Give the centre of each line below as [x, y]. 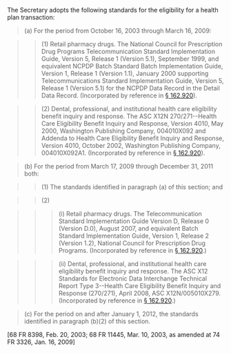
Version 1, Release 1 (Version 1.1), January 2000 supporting [125, 73]
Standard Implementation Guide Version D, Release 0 [133, 221]
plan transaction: [31, 17]
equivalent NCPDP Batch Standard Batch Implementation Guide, [132, 66]
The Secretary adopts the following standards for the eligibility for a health [113, 10]
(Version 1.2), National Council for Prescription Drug [132, 243]
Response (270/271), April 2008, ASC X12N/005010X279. [140, 293]
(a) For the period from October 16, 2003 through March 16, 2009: [118, 31]
